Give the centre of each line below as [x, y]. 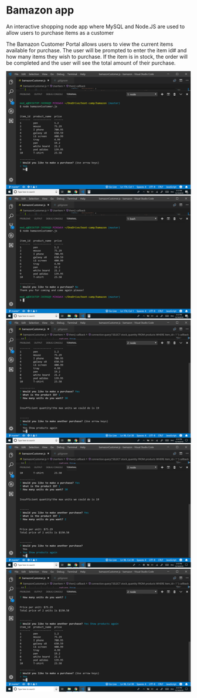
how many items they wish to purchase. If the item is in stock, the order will [97, 56]
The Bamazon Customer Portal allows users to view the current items [90, 44]
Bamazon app [40, 10]
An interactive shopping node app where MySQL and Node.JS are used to [96, 26]
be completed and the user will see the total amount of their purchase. [91, 63]
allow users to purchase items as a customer [60, 32]
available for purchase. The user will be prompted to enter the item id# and [96, 50]
